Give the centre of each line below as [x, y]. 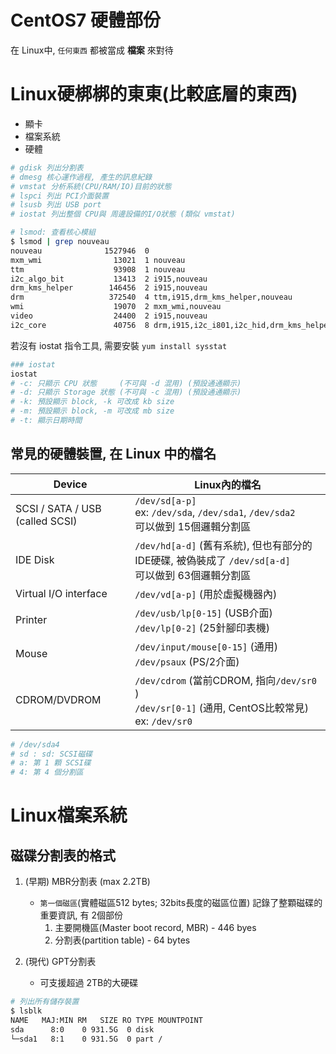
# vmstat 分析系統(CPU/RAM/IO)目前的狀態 [91, 186]
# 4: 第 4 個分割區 [47, 772]
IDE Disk [35, 559]
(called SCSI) [46, 521]
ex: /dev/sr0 [163, 721]
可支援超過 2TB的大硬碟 [89, 983]
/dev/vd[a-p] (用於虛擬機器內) [206, 594]
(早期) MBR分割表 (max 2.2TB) [87, 882]
